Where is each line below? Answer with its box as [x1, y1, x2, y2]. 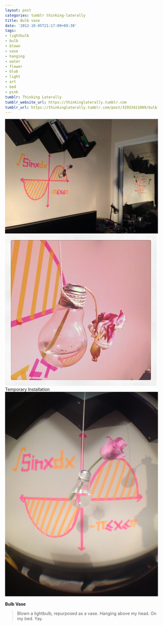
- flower [5, 64, 23, 69]
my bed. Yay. [16, 616, 43, 622]
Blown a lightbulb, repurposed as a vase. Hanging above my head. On [16, 610, 157, 616]
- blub [5, 69, 18, 74]
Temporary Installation [5, 387, 50, 392]
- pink [5, 90, 18, 94]
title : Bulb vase [5, 18, 40, 23]
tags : [5, 28, 16, 33]
